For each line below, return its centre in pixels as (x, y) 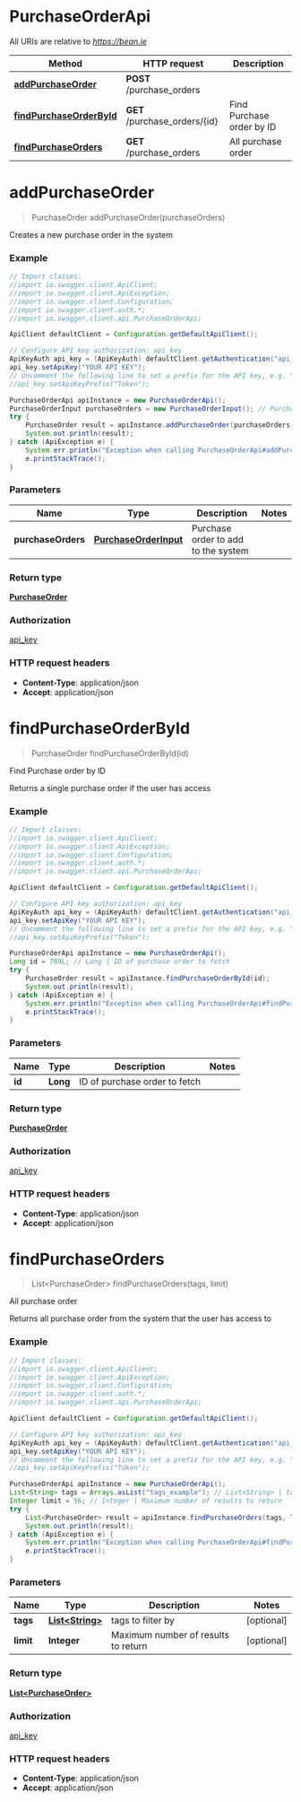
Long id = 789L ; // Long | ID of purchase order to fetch (120, 962)
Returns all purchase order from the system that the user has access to (140, 1319)
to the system (220, 551)
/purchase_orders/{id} (172, 121)
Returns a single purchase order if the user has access (110, 788)
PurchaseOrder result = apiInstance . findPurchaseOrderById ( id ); (148, 979)
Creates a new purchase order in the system (91, 234)
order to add (218, 539)
